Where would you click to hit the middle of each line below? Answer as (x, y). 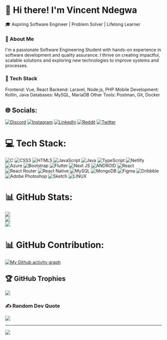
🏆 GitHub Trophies (36, 279)
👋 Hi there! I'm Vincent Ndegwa (71, 10)
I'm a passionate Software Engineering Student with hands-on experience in (83, 50)
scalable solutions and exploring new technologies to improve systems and (82, 60)
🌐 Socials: (21, 110)
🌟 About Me (20, 39)
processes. (17, 66)
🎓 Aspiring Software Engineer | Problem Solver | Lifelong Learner (73, 24)
